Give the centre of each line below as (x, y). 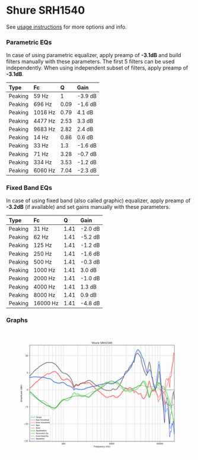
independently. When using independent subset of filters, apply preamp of (97, 68)
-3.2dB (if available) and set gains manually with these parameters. (88, 207)
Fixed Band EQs (29, 187)
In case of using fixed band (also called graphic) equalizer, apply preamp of (98, 201)
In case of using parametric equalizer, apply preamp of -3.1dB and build (94, 55)
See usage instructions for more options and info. (67, 27)
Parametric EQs (29, 42)
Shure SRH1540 (46, 10)
